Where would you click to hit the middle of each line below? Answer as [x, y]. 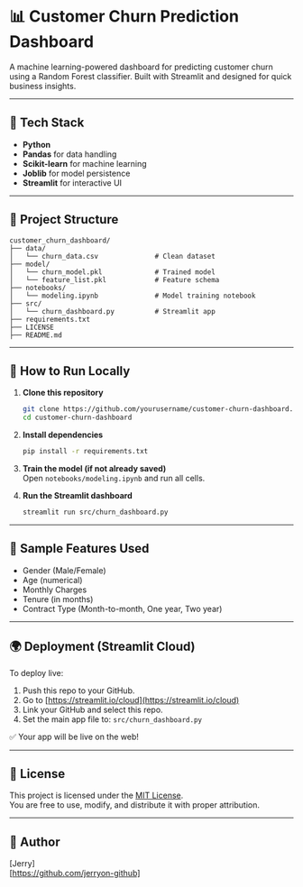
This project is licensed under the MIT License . [96, 796]
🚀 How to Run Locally [70, 371]
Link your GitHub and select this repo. [93, 709]
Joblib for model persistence [76, 173]
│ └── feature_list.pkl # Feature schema [115, 279]
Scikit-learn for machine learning [84, 163]
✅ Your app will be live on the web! [74, 736]
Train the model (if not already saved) [94, 468]
